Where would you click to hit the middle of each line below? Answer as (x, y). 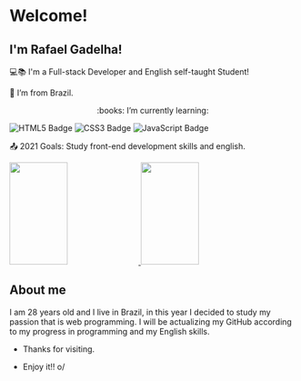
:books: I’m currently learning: (153, 110)
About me (38, 291)
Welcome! (49, 16)
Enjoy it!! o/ (44, 366)
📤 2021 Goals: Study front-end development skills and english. (127, 146)
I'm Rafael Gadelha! (66, 50)
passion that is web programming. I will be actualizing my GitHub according (151, 321)
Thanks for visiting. (59, 349)
